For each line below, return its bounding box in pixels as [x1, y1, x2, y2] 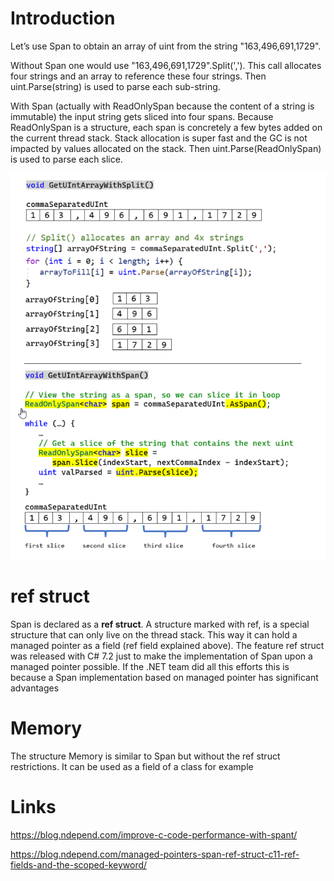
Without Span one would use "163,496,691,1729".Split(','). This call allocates [10, 59, 322, 71]
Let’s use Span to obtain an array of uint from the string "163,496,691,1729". [10, 40, 322, 52]
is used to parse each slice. [10, 153, 123, 165]
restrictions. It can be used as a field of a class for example [10, 760, 254, 772]
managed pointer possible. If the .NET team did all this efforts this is [10, 661, 290, 673]
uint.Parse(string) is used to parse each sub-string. [10, 80, 221, 92]
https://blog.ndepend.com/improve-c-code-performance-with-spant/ [10, 828, 298, 841]
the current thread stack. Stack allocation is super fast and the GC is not [10, 132, 308, 144]
